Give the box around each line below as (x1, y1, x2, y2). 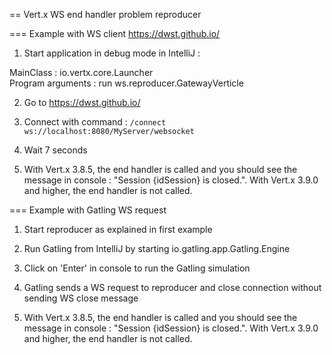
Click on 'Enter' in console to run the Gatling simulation (23, 262, 251, 274)
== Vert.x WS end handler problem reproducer (9, 9, 202, 20)
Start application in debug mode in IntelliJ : (23, 47, 201, 59)
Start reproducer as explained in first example (23, 224, 213, 235)
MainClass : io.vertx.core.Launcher (9, 67, 154, 78)
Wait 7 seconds (23, 144, 88, 156)
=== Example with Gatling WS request (9, 204, 167, 216)
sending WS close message (23, 292, 139, 304)
